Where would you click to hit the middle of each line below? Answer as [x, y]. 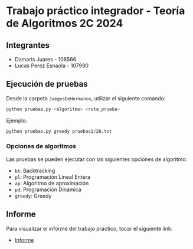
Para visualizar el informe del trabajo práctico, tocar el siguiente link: [89, 228]
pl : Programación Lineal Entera [52, 177]
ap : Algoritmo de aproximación [52, 183]
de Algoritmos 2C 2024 [65, 23]
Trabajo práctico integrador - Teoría [96, 11]
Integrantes [28, 45]
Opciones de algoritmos [41, 146]
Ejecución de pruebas [47, 84]
